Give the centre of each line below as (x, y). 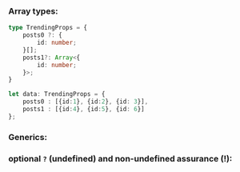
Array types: (33, 11)
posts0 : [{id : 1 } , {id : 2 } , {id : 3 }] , (86, 102)
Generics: (28, 137)
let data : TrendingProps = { (57, 94)
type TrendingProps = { (48, 28)
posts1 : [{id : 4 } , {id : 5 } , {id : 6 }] (84, 110)
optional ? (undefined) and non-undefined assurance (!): (120, 158)
